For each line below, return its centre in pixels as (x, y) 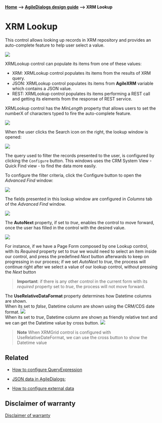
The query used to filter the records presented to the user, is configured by (80, 155)
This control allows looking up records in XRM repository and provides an (78, 40)
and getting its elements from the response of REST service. (72, 98)
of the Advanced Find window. (36, 204)
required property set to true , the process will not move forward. (81, 286)
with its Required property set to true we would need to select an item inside (81, 251)
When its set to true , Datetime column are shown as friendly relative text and (81, 317)
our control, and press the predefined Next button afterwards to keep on (77, 256)
